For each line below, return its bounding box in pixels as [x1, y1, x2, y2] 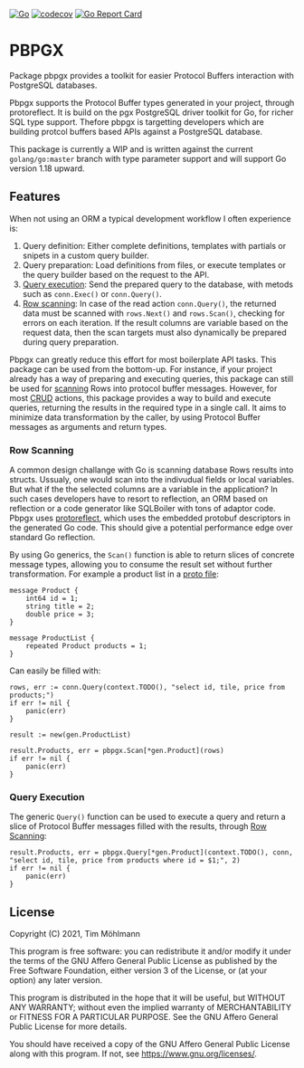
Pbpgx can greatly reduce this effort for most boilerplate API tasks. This [9, 354, 277, 365]
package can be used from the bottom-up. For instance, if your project [9, 363, 273, 375]
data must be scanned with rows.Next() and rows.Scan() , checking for [22, 308, 285, 319]
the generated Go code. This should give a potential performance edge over [9, 522, 293, 533]
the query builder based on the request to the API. [22, 269, 210, 280]
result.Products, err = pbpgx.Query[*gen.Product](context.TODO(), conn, [9, 848, 294, 857]
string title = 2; [25, 602, 95, 611]
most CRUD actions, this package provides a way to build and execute [9, 392, 271, 403]
